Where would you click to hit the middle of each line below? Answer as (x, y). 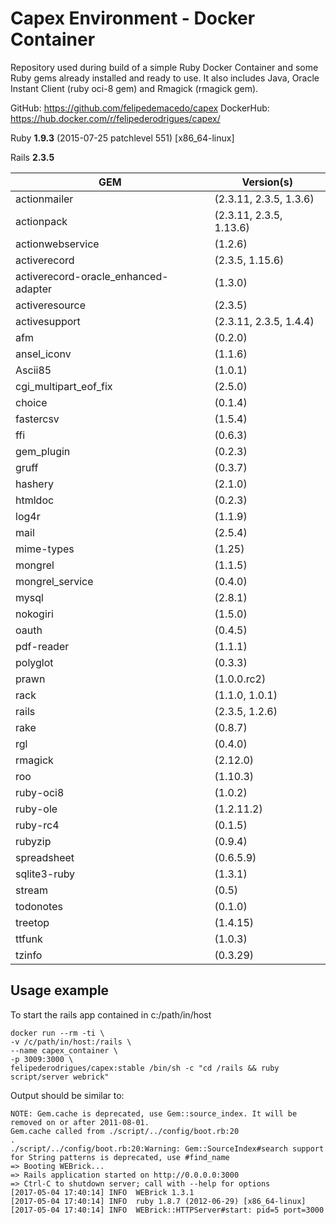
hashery (34, 484)
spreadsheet (45, 857)
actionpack (41, 221)
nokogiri (34, 614)
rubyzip (33, 841)
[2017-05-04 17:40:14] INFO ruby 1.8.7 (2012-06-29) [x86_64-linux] (158, 1201)
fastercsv (37, 419)
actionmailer (44, 199)
